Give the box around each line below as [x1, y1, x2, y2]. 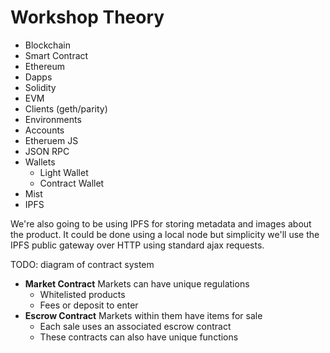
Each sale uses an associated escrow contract [39, 320, 232, 332]
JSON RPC [24, 145, 70, 157]
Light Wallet [39, 166, 89, 178]
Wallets [24, 156, 56, 168]
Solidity [24, 81, 57, 93]
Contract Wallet [39, 177, 105, 189]
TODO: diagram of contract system [10, 258, 155, 270]
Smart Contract [24, 49, 89, 61]
